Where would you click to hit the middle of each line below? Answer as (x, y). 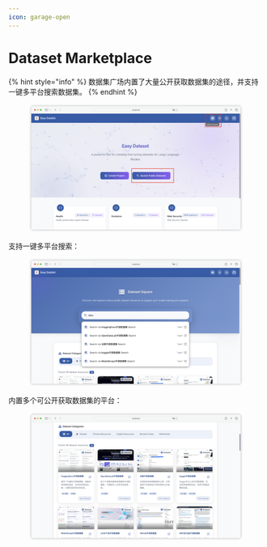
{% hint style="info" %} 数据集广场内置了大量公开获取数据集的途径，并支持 (133, 82)
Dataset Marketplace (80, 58)
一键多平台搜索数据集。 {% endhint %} (73, 91)
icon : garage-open (39, 17)
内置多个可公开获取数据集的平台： (65, 401)
